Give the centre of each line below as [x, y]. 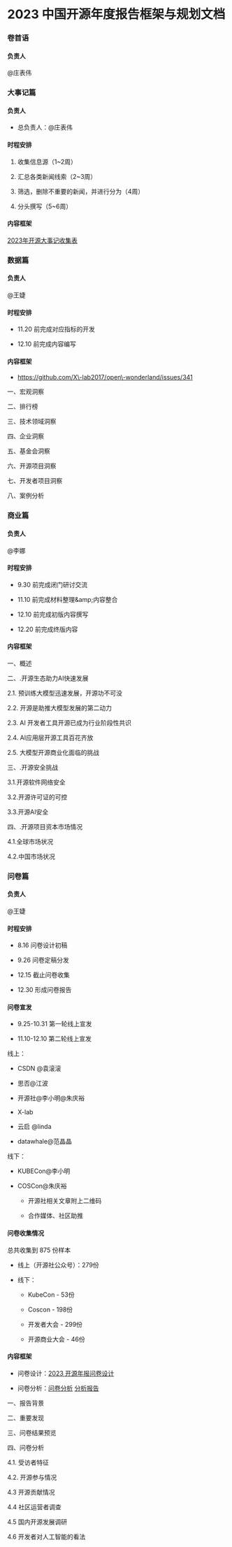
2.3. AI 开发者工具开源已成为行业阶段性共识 [69, 722]
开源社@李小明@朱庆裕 [51, 1098]
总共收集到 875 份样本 [39, 1250]
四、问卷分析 [26, 1447]
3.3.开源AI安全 [28, 812]
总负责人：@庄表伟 [45, 127]
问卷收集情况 [26, 1233]
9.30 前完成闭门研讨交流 [52, 584]
